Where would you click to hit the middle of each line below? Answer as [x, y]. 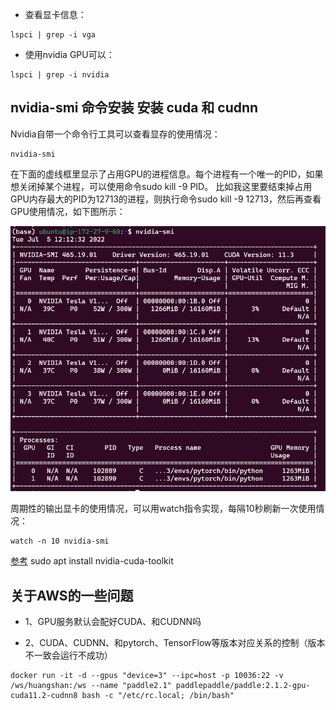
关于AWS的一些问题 [72, 595]
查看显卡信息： [55, 14]
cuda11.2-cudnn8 [44, 695]
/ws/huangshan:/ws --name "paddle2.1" [91, 685]
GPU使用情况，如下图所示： [68, 211]
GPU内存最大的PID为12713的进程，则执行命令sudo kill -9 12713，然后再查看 [166, 199]
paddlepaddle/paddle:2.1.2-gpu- [243, 685]
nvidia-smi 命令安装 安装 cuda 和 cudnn [134, 108]
